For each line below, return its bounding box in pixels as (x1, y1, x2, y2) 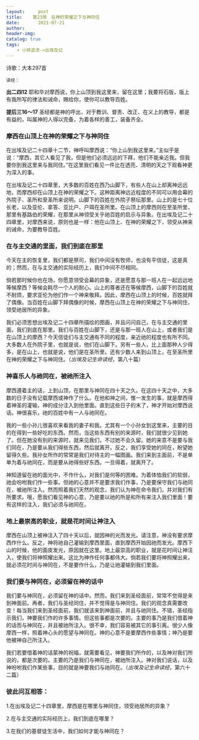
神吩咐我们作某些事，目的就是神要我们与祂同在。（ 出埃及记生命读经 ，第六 (6, 664, 185, 671)
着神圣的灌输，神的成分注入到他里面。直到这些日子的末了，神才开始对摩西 (6, 401, 188, 409)
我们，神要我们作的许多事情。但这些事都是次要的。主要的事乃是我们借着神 (11, 614, 193, 622)
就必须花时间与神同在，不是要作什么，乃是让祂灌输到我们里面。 (6, 561, 162, 568)
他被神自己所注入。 (6, 636, 53, 643)
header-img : (6, 31, 36, 37)
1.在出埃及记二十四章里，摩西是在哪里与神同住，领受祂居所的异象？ (6, 702, 171, 709)
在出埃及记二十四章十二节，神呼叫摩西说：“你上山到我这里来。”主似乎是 (6, 146, 179, 154)
